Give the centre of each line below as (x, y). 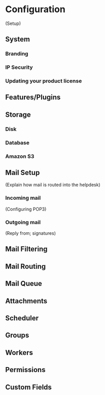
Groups (17, 335)
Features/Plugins (33, 97)
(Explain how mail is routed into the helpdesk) (53, 185)
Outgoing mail (23, 222)
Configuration (36, 9)
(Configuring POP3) (26, 209)
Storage (18, 114)
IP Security (19, 67)
